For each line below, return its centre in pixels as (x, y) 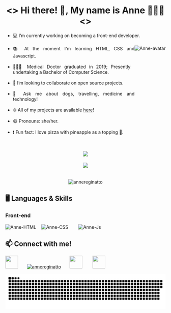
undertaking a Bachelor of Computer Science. (61, 72)
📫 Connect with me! (38, 244)
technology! (25, 99)
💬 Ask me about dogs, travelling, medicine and (74, 93)
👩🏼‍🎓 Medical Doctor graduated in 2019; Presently (72, 67)
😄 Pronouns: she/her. (36, 121)
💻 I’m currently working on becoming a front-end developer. (76, 36)
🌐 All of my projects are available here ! (53, 110)
